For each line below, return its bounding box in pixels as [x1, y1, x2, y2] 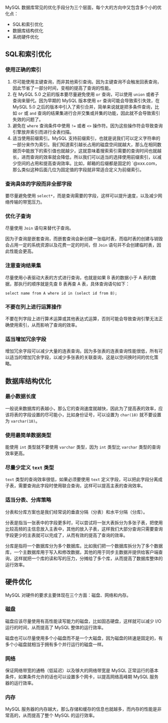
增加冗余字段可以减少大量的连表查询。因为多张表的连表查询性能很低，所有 [5, 348, 158, 354]
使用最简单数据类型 [5, 431, 51, 438]
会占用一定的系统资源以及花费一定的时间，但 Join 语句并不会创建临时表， [5, 242, 157, 248]
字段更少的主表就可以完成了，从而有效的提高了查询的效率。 [5, 532, 128, 538]
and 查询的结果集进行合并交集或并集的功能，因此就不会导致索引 [29, 110, 160, 116]
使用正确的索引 [5, 66, 41, 73]
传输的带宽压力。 [9, 199, 45, 205]
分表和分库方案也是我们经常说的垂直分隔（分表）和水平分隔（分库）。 [5, 509, 147, 515]
